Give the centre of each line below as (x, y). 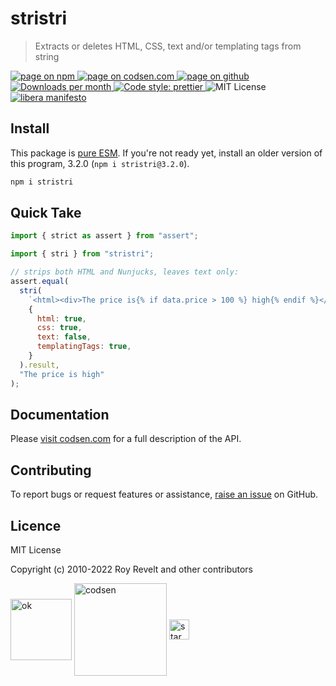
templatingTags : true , (84, 347)
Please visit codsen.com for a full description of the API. (126, 439)
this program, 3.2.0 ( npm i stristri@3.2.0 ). (100, 163)
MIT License (36, 550)
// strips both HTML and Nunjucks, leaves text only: (125, 272)
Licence (36, 525)
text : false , (64, 337)
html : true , (61, 318)
